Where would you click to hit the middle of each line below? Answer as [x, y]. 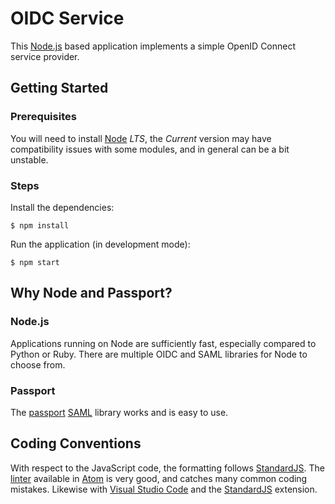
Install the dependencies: [62, 207]
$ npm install [40, 225]
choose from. [38, 364]
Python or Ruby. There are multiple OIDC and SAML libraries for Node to [159, 354]
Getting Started [59, 88]
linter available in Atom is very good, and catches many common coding [159, 478]
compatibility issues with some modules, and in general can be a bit [150, 149]
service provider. [45, 56]
